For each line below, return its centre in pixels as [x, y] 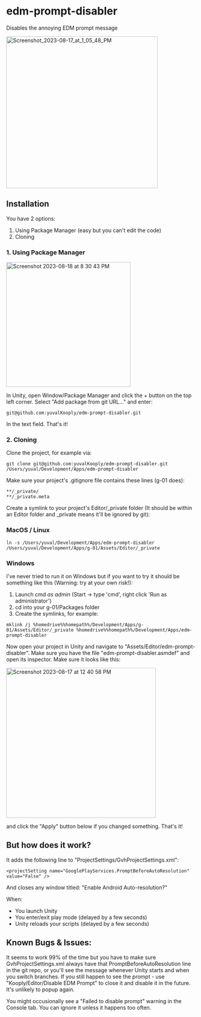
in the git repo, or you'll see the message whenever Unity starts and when [98, 970]
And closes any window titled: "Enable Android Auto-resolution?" [87, 887]
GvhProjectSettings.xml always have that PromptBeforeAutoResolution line [99, 964]
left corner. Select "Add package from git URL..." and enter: [79, 402]
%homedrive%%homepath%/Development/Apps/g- [88, 625]
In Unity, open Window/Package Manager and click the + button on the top [99, 395]
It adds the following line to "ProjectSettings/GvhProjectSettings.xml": [93, 860]
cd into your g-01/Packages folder [57, 607]
